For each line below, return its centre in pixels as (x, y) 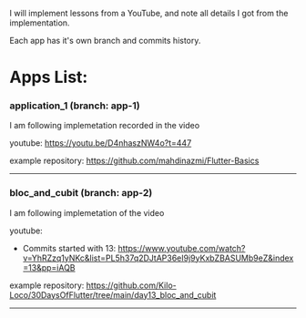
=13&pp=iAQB (49, 267)
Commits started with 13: (69, 248)
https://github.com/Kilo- (131, 285)
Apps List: (49, 77)
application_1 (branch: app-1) (75, 106)
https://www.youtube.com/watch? (182, 248)
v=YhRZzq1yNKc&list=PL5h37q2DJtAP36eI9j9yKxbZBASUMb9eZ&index (158, 258)
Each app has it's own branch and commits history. (105, 41)
